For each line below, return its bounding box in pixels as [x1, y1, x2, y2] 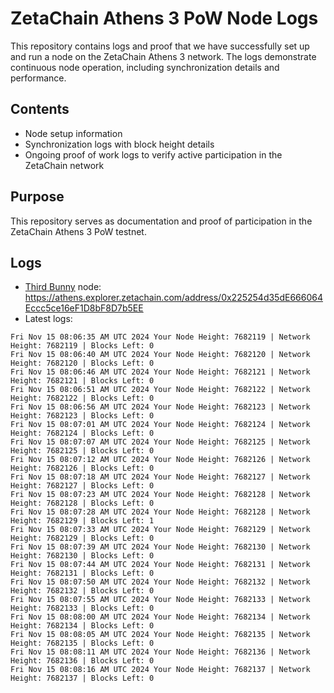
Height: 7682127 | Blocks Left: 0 [10, 481, 155, 491]
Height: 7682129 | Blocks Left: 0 [10, 533, 155, 544]
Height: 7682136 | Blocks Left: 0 [10, 656, 155, 666]
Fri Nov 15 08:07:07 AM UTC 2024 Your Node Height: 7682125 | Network [10, 437, 311, 447]
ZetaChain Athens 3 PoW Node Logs [10, 7, 319, 30]
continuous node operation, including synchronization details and [10, 61, 280, 73]
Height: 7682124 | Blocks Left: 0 [10, 428, 155, 439]
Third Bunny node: [24, 281, 102, 293]
